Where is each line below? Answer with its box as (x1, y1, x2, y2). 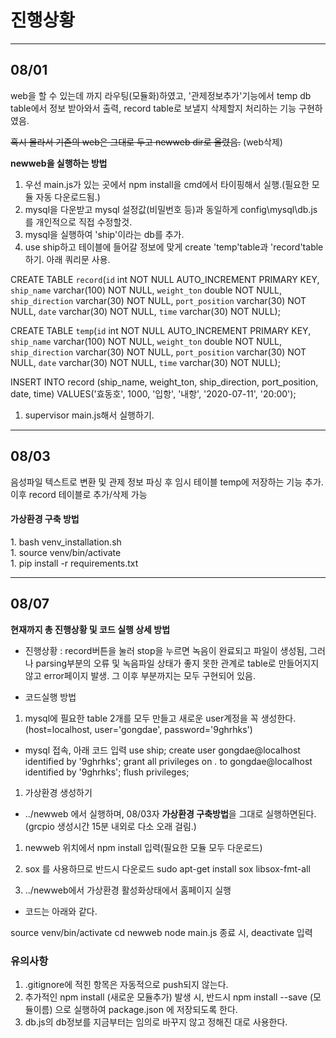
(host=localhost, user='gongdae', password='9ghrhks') (24, 723, 253, 735)
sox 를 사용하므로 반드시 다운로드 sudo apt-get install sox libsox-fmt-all (24, 862, 311, 875)
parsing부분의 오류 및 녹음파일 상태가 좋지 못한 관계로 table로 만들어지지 (35, 657, 320, 669)
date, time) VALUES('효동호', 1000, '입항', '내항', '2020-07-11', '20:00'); (10, 387, 297, 400)
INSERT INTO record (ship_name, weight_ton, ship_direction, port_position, (10, 376, 319, 388)
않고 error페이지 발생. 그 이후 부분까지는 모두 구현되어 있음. (24, 669, 256, 681)
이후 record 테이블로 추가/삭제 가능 (10, 488, 148, 500)
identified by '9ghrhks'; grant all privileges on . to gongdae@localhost (24, 755, 313, 767)
